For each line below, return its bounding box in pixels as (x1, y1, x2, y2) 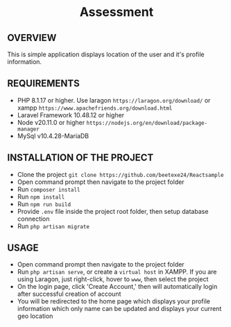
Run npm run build (17, 199, 71, 208)
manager (17, 126, 40, 133)
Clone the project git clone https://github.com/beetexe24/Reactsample (17, 170, 224, 178)
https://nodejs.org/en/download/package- (86, 119, 208, 126)
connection (17, 215, 50, 223)
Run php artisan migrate (17, 221, 90, 230)
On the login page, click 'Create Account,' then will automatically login (17, 283, 218, 291)
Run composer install (17, 185, 80, 193)
